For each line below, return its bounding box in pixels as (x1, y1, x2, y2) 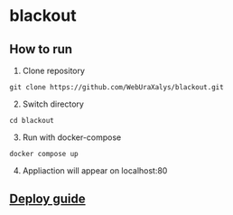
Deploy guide (9, 192, 86, 207)
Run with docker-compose (22, 132, 122, 143)
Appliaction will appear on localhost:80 (22, 165, 168, 176)
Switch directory (22, 98, 84, 109)
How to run (9, 42, 73, 57)
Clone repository (22, 65, 86, 76)
